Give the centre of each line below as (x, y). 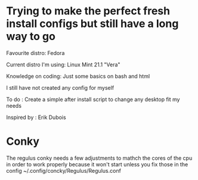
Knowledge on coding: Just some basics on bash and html (78, 76)
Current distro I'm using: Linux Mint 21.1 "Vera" (63, 65)
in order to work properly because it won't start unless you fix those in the (97, 164)
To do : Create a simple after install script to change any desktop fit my (93, 99)
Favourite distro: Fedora (35, 53)
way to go (31, 36)
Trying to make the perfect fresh (88, 11)
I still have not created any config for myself (60, 87)
